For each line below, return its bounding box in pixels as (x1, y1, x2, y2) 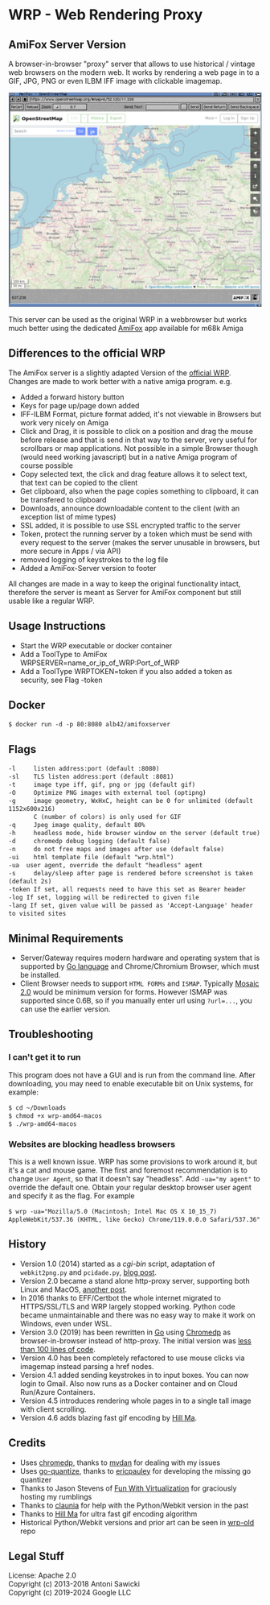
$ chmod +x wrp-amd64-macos (8, 1111, 103, 1120)
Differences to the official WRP (8, 346, 166, 360)
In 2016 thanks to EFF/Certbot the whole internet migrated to (19, 1293, 221, 1302)
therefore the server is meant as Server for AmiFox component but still (8, 587, 242, 597)
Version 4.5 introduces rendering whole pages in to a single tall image (19, 1396, 252, 1405)
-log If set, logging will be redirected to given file (8, 894, 199, 902)
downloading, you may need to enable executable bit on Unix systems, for (8, 1078, 254, 1088)
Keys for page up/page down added (19, 400, 140, 410)
